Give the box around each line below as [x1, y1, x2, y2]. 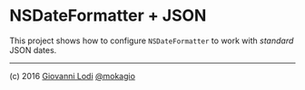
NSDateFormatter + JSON [9, 5, 207, 26]
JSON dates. [9, 44, 57, 55]
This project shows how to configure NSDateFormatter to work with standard [9, 35, 294, 46]
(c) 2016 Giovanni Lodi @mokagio [9, 70, 136, 81]
